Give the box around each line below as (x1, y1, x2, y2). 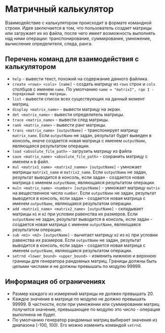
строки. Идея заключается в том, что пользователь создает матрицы (5, 25, 152, 31)
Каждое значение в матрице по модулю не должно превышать (12, 296, 146, 301)
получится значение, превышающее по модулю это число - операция (12, 306, 161, 312)
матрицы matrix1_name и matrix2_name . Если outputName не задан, (12, 169, 147, 175)
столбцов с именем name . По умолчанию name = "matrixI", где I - (12, 86, 154, 92)
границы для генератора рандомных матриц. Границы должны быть (12, 258, 157, 264)
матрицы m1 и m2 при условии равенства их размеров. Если (12, 211, 138, 217)
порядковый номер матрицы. (12, 91, 68, 97)
